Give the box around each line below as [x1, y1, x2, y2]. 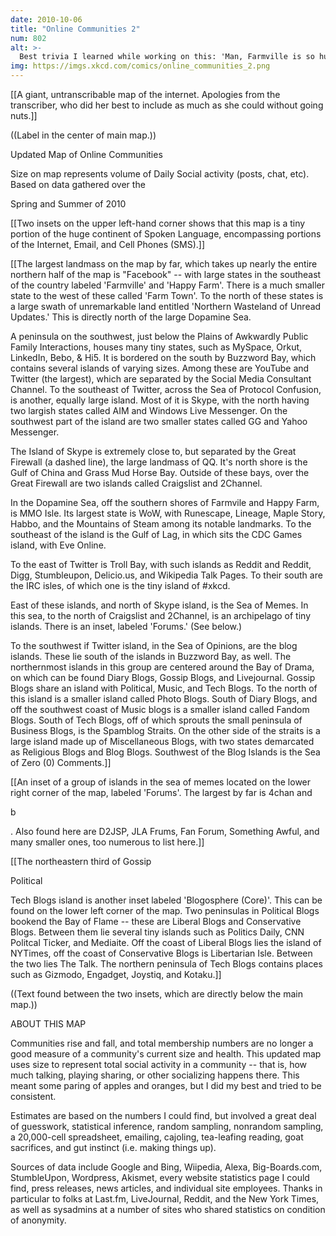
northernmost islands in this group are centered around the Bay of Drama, [10, 661, 315, 673]
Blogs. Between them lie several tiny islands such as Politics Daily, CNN [10, 926, 305, 938]
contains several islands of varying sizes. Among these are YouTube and [10, 362, 310, 374]
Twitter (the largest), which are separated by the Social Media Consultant [10, 373, 312, 385]
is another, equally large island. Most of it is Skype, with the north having [10, 394, 310, 406]
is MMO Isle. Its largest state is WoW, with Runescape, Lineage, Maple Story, [10, 507, 326, 519]
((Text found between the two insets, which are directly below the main [10, 988, 303, 1000]
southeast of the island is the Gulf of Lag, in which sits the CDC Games [10, 529, 303, 540]
